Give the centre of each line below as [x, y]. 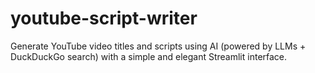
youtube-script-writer [104, 18]
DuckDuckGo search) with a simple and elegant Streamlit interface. [149, 56]
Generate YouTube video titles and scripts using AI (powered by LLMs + [158, 46]
